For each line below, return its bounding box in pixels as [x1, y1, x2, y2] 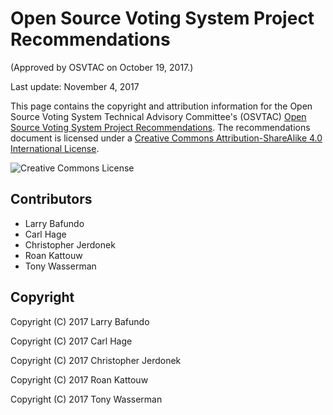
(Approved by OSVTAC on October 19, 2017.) [10, 61, 194, 73]
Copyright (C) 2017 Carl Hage [10, 335, 133, 347]
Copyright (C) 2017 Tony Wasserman [10, 393, 163, 405]
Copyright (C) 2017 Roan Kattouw [10, 373, 149, 386]
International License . [10, 142, 100, 154]
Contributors [10, 191, 93, 208]
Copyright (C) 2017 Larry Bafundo [10, 315, 150, 327]
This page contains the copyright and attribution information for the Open [10, 100, 313, 112]
